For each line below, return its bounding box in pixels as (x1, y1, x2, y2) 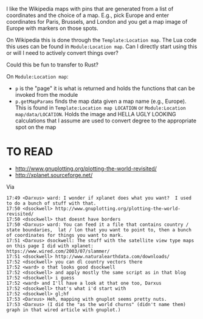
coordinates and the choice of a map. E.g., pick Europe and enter (6, 12, 169, 19)
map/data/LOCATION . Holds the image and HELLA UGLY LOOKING (15, 111, 176, 117)
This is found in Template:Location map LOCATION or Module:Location (15, 104, 187, 111)
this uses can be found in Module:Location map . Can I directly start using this (6, 43, 198, 50)
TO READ (6, 145, 53, 159)
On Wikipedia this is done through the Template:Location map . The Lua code (6, 37, 197, 43)
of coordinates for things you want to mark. (6, 232, 123, 238)
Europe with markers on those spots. (6, 24, 98, 32)
